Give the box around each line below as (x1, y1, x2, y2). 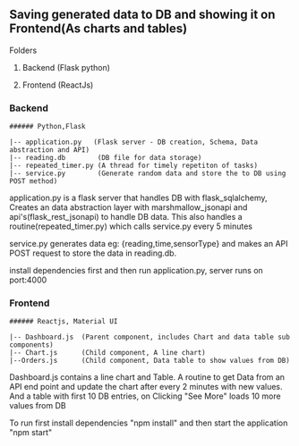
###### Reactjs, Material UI (9, 317, 118, 326)
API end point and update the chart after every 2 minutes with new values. (9, 382, 284, 392)
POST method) (9, 177, 58, 186)
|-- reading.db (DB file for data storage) (9, 154, 202, 163)
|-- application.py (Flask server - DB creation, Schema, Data (9, 138, 258, 147)
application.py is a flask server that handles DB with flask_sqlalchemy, (9, 192, 268, 204)
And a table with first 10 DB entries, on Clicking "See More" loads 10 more (9, 391, 281, 401)
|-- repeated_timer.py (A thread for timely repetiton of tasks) (9, 161, 258, 171)
